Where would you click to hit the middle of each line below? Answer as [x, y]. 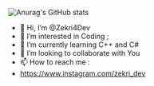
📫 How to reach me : [55, 62]
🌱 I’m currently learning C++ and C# [79, 45]
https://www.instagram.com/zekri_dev [83, 73]
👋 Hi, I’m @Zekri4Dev [55, 27]
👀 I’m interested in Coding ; [64, 36]
